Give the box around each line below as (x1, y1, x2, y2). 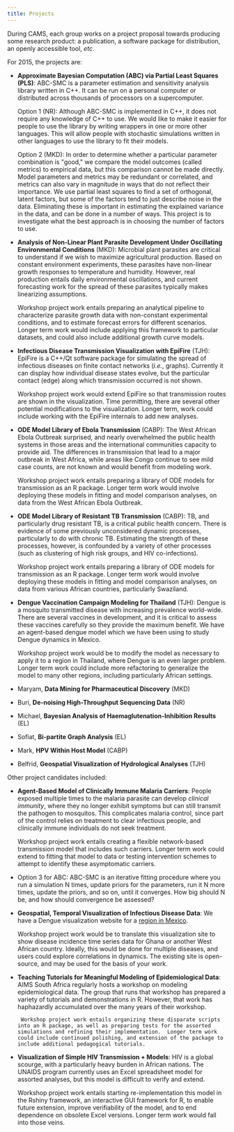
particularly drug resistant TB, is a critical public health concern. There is (17, 519, 227, 528)
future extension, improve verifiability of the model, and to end (17, 1103, 197, 1112)
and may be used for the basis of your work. (40, 959, 169, 967)
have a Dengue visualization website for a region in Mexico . (17, 916, 189, 925)
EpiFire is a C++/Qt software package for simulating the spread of (17, 354, 207, 362)
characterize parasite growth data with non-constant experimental (17, 311, 208, 319)
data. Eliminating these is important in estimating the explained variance (17, 202, 224, 210)
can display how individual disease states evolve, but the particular (17, 368, 210, 377)
